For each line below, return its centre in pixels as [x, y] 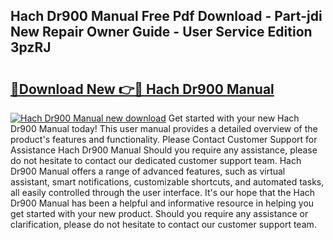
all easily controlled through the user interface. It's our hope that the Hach [163, 192]
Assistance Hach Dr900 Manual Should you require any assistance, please [164, 150]
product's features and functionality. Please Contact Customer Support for [164, 139]
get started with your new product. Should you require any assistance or [159, 213]
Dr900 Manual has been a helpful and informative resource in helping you [162, 203]
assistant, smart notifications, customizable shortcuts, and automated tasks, [167, 182]
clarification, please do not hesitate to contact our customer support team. [163, 224]
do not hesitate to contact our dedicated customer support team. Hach [156, 160]
